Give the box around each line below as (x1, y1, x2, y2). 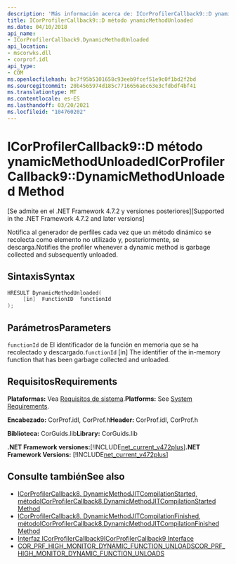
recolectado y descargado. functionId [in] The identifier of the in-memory (7, 347, 221, 356)
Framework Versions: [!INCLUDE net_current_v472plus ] (7, 450, 169, 459)
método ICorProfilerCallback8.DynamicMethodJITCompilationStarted (17, 496, 216, 505)
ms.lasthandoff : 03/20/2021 (7, 102, 90, 109)
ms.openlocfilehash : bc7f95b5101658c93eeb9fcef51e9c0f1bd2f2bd (7, 75, 197, 83)
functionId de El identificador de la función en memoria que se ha (7, 340, 199, 349)
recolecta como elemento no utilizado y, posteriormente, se (7, 235, 180, 243)
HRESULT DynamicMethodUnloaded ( (7, 289, 102, 296)
